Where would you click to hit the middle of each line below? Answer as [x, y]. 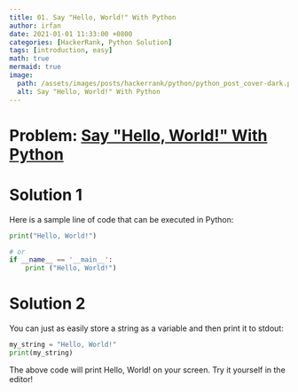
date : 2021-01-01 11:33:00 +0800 [71, 34]
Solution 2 [47, 304]
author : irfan [35, 26]
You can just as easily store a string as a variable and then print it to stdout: [146, 328]
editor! [21, 379]
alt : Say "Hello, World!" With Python [89, 91]
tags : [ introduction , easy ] [61, 51]
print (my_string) [41, 353]
